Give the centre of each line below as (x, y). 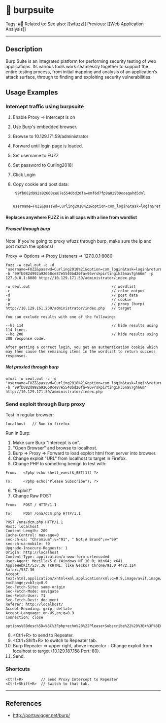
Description (24, 49)
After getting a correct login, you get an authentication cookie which (82, 347)
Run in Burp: (18, 433)
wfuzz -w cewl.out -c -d (31, 379)
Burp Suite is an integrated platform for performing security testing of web (81, 61)
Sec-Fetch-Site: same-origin (35, 587)
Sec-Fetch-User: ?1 (26, 596)
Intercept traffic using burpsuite (45, 107)
